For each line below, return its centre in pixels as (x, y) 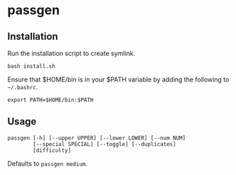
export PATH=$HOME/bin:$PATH (50, 100)
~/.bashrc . (23, 87)
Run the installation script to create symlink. (71, 53)
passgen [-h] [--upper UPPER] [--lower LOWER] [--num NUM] (97, 138)
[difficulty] (52, 150)
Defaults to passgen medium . (47, 163)
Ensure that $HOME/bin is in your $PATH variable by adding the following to (118, 79)
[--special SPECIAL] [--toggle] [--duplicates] (104, 144)
